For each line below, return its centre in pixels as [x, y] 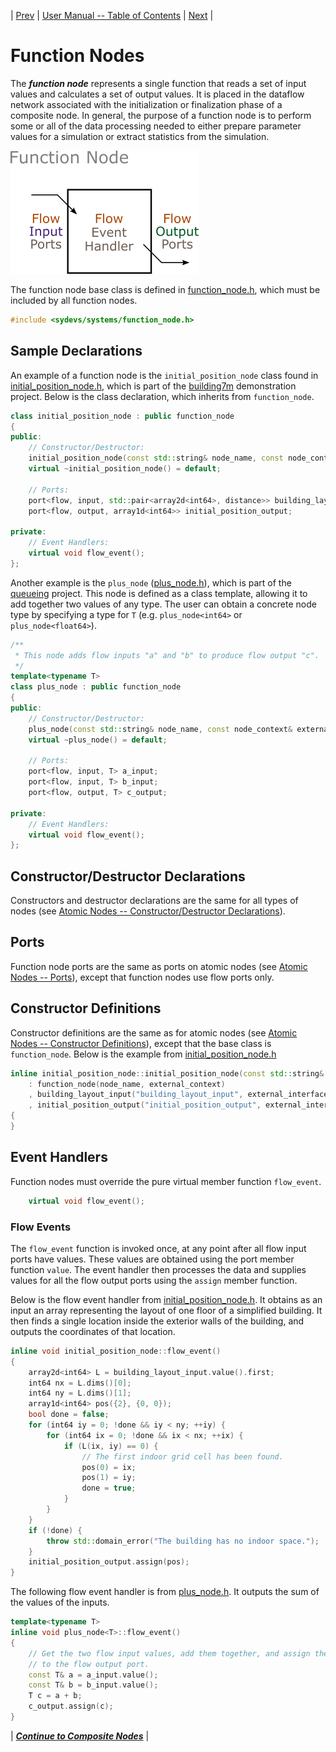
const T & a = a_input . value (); [93, 1675]
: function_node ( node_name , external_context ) [127, 1084]
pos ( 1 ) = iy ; [109, 1478]
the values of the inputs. [60, 1602]
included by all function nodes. [74, 300]
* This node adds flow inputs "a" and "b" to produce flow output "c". [167, 655]
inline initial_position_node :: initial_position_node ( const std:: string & [167, 1073]
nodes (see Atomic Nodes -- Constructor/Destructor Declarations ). [148, 911]
